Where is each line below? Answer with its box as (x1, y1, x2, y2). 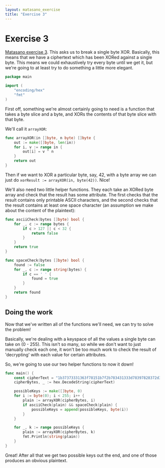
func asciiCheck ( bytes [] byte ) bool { (5, 217, 84, 222)
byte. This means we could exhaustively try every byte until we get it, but (5, 60, 153, 65)
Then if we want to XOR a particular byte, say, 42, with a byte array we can (5, 172, 157, 178)
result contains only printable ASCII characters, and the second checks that (5, 197, 158, 203)
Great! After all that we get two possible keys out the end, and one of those (5, 452, 157, 458)
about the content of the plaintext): (5, 207, 76, 213)
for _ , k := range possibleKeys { (14, 425, 84, 430)
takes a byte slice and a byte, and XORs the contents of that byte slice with (5, 111, 157, 117)
